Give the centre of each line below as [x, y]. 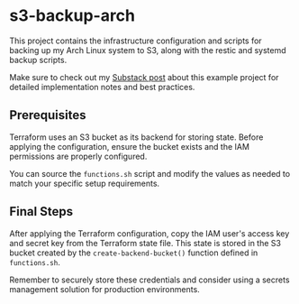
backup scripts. [38, 60]
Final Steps [41, 212]
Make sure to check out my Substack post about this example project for [144, 77]
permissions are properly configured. [78, 156]
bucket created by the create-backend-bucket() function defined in [134, 253]
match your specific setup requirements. [85, 183]
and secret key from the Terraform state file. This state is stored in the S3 [145, 243]
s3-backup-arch [72, 16]
